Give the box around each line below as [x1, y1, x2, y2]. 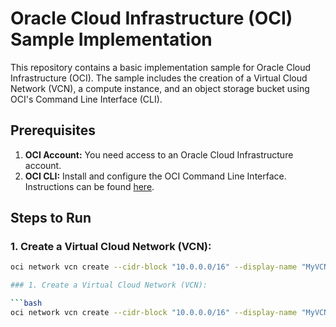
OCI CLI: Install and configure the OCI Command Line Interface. [24, 170, 287, 182]
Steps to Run [10, 210, 92, 227]
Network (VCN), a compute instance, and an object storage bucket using [10, 82, 310, 94]
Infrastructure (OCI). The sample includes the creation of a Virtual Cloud [10, 72, 308, 84]
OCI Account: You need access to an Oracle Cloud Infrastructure [24, 148, 294, 161]
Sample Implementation [10, 28, 213, 51]
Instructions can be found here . [24, 180, 155, 192]
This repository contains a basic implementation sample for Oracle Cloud [10, 61, 312, 73]
